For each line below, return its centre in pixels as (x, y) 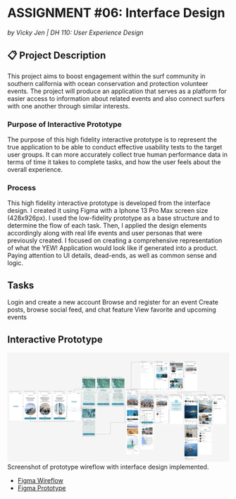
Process (22, 187)
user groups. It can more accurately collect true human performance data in (117, 155)
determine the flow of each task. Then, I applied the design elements (107, 226)
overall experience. (35, 170)
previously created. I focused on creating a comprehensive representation (115, 240)
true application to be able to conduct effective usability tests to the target (115, 147)
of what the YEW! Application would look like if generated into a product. (113, 248)
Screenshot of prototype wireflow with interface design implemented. (108, 467)
